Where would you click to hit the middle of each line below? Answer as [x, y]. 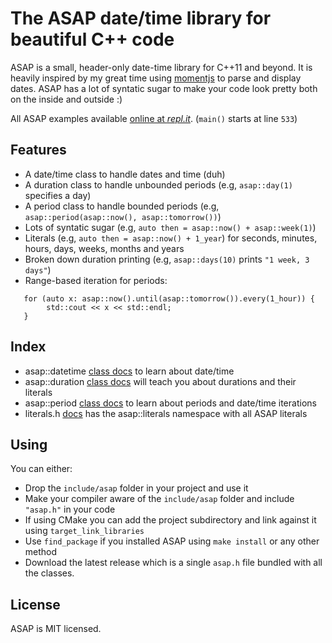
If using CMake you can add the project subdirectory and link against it [170, 520]
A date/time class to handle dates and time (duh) [125, 174]
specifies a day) [58, 195]
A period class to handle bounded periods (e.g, [122, 206]
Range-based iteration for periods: [96, 280]
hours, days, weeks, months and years [104, 248]
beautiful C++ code [92, 39]
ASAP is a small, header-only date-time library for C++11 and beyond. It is [161, 67]
